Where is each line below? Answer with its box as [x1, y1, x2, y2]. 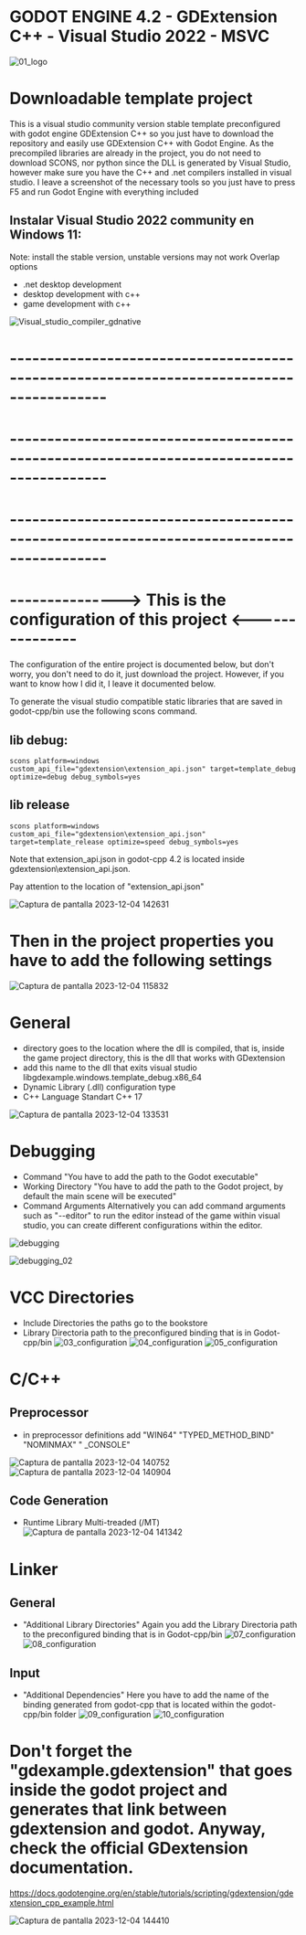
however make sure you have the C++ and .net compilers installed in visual [9, 166, 292, 177]
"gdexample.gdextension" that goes [9, 1760, 293, 1781]
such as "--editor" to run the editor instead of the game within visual [22, 1209, 280, 1221]
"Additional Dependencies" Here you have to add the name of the [22, 1689, 269, 1701]
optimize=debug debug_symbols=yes [9, 772, 142, 781]
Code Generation [9, 1493, 109, 1508]
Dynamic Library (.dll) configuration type [22, 1081, 176, 1092]
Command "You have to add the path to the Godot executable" [22, 1171, 259, 1182]
